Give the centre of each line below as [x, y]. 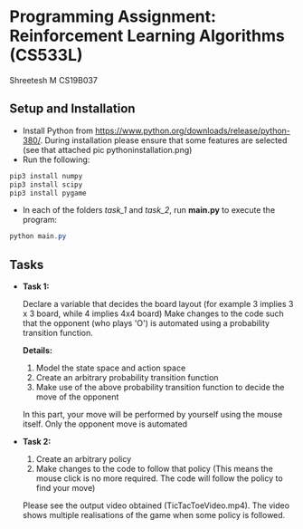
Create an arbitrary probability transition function [127, 378]
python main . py [38, 236]
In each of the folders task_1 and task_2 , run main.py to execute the [149, 210]
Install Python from [57, 130]
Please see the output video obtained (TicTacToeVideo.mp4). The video [156, 505]
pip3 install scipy [46, 184]
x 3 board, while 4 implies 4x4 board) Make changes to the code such [153, 313]
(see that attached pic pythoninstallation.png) [107, 149]
